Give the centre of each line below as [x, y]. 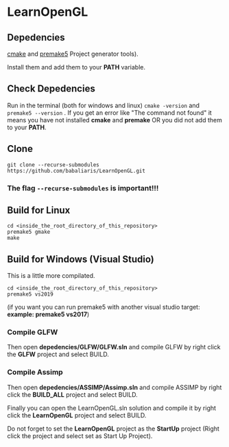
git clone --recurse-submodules [53, 165]
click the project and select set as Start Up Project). [80, 436]
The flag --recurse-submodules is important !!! [83, 188]
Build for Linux [39, 210]
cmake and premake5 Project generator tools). [73, 54]
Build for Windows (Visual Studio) [81, 259]
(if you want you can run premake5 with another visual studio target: [104, 307]
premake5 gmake [29, 232]
